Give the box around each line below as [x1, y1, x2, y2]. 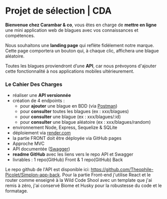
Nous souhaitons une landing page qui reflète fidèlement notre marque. [5, 42, 154, 48]
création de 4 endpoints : [12, 97, 65, 104]
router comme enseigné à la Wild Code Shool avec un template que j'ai [5, 177, 152, 183]
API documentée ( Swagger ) [12, 146, 70, 152]
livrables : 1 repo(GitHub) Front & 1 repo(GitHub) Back [12, 157, 123, 163]
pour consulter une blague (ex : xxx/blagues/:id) [20, 114, 121, 120]
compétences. [5, 32, 35, 38]
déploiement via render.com [12, 130, 71, 136]
